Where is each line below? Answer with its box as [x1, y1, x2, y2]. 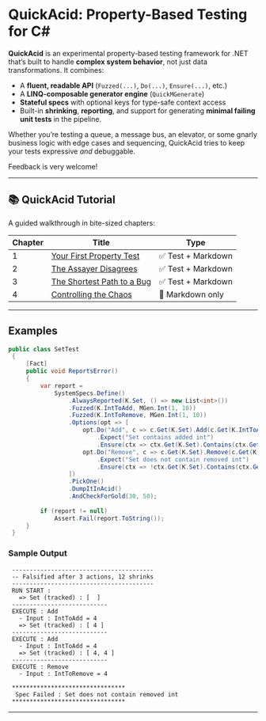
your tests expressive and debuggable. [8, 146, 136, 156]
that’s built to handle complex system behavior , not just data [8, 57, 207, 66]
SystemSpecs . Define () [54, 389, 126, 397]
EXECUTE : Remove [11, 662, 69, 670]
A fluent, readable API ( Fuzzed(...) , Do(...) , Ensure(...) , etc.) [19, 81, 228, 90]
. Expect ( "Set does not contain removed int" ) [96, 455, 249, 464]
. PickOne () [68, 477, 104, 486]
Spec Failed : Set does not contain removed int [15, 690, 179, 698]
